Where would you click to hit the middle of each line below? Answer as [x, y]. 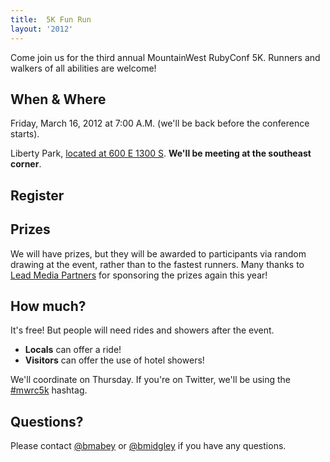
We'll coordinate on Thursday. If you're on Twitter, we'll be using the [150, 380]
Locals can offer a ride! [73, 350]
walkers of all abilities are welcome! [83, 68]
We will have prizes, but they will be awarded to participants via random [158, 253]
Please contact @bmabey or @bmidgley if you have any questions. [148, 446]
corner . [26, 164]
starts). [25, 134]
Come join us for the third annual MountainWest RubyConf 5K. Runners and [165, 57]
